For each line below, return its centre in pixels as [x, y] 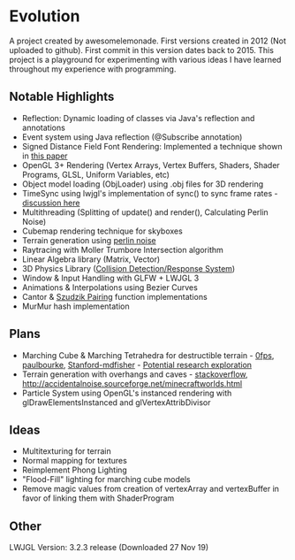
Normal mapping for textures [75, 461]
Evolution [45, 16]
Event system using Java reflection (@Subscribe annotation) [132, 137]
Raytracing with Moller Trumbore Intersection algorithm [122, 249]
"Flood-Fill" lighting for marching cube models [106, 479]
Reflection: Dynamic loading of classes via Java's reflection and [138, 118]
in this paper [45, 156]
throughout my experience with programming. [93, 69]
